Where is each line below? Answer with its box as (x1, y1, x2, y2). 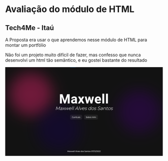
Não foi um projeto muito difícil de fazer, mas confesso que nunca (5, 52, 141, 58)
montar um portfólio (5, 42, 46, 48)
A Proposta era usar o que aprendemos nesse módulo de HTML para (5, 37, 147, 43)
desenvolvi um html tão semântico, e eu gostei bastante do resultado (5, 57, 147, 63)
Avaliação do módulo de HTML (5, 4, 135, 15)
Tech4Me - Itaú (5, 24, 54, 32)
